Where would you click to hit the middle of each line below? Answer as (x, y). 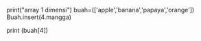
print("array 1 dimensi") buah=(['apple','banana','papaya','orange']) (100, 10)
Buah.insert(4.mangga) (39, 17)
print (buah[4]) (27, 30)
